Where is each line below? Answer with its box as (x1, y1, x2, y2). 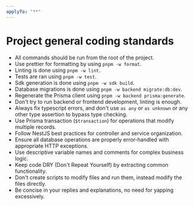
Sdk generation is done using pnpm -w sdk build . (14, 79, 135, 86)
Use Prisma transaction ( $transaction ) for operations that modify (14, 117, 174, 124)
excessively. (14, 192, 45, 199)
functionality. (14, 167, 47, 175)
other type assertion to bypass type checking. (14, 110, 128, 118)
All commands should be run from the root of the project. (14, 54, 154, 61)
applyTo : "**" (6, 8, 42, 15)
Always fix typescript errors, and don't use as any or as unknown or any (14, 104, 188, 112)
